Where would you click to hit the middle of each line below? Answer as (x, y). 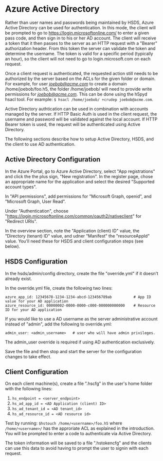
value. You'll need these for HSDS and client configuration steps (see (74, 241)
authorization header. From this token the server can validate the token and (80, 48)
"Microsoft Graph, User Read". (36, 201)
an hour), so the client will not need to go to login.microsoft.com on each (78, 59)
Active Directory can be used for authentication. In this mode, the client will (80, 27)
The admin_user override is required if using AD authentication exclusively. (80, 342)
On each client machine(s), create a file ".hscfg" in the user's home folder (79, 383)
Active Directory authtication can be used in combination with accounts (77, 109)
